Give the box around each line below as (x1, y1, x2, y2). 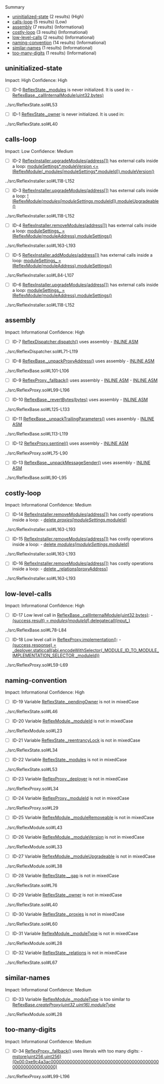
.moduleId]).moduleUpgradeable (93, 198, 159, 204)
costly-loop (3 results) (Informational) (12, 29, 88, 35)
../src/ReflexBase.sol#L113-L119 (5, 431, 69, 437)
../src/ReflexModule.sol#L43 (5, 824, 63, 830)
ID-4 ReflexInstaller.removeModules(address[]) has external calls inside (12, 222, 157, 228)
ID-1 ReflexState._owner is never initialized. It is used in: (12, 111, 125, 117)
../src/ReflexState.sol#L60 (5, 921, 58, 927)
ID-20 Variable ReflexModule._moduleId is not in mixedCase (12, 718, 134, 724)
